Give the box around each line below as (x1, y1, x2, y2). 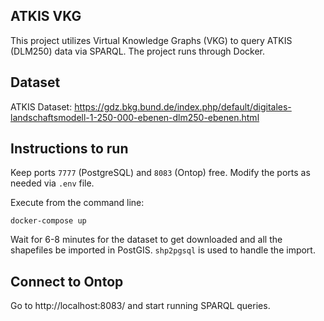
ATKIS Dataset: (10, 100, 73, 113)
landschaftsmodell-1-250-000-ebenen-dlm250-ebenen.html (10, 111, 260, 123)
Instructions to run (10, 140, 129, 158)
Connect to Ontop (10, 273, 124, 290)
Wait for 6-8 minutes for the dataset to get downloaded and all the (10, 234, 283, 246)
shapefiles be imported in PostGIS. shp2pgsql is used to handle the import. (10, 244, 316, 256)
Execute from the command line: (10, 197, 145, 209)
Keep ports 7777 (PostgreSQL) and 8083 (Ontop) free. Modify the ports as (10, 167, 311, 179)
